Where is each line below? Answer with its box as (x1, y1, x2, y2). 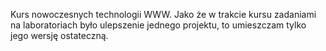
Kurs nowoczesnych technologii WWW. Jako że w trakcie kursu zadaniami (10, 9, 317, 20)
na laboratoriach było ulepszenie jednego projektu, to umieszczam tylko (10, 19, 307, 31)
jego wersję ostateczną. (10, 30, 109, 41)
